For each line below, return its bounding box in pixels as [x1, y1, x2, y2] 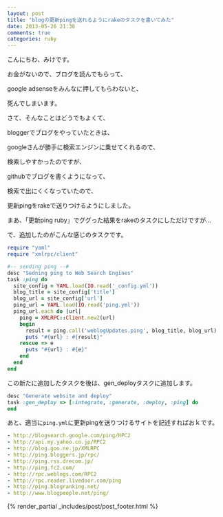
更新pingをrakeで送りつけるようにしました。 [7, 201, 135, 210]
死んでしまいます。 [7, 99, 61, 107]
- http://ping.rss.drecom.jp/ [7, 458, 94, 465]
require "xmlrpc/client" [7, 251, 78, 258]
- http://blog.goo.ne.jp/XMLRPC [7, 445, 100, 452]
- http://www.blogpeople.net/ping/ [7, 489, 109, 497]
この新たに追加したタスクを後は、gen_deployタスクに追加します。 [7, 379, 196, 387]
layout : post [7, 10, 45, 17]
